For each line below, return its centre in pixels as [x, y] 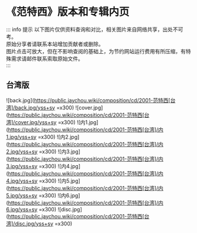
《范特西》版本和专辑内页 [68, 12]
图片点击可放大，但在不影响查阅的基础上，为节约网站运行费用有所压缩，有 [96, 51]
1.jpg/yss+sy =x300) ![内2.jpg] [43, 137]
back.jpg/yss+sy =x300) [45, 107]
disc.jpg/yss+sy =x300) [44, 224]
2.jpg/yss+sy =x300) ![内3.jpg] [43, 151]
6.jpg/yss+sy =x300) [31, 209]
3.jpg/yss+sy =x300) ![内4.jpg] [43, 166]
